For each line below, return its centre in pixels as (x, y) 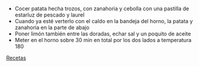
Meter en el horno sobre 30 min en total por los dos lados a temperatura (103, 40)
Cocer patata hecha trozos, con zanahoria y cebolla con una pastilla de (102, 9)
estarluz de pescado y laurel (50, 15)
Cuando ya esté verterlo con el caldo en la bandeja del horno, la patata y (104, 21)
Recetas (16, 58)
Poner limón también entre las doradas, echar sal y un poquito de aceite (103, 34)
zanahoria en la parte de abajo (52, 27)
